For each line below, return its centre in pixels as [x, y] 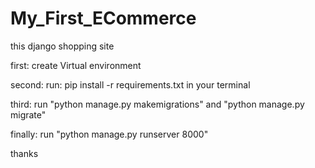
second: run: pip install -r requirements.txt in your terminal [130, 84]
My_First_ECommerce [103, 18]
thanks [24, 153]
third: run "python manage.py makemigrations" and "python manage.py [157, 104]
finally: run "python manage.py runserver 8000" [109, 134]
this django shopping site [62, 46]
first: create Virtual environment [76, 65]
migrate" [28, 114]
